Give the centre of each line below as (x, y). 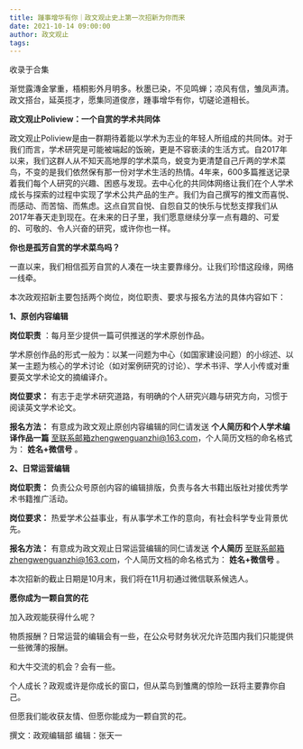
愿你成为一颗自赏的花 (49, 598)
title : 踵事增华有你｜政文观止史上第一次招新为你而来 (97, 18)
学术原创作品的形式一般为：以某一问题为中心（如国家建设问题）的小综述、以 (151, 355)
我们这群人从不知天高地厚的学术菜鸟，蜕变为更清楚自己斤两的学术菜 (159, 161)
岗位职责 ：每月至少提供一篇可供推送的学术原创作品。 (109, 335)
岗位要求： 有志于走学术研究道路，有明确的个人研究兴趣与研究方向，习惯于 (149, 397)
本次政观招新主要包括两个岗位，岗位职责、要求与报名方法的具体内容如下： (147, 297)
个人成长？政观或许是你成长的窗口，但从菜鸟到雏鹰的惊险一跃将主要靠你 (143, 686)
